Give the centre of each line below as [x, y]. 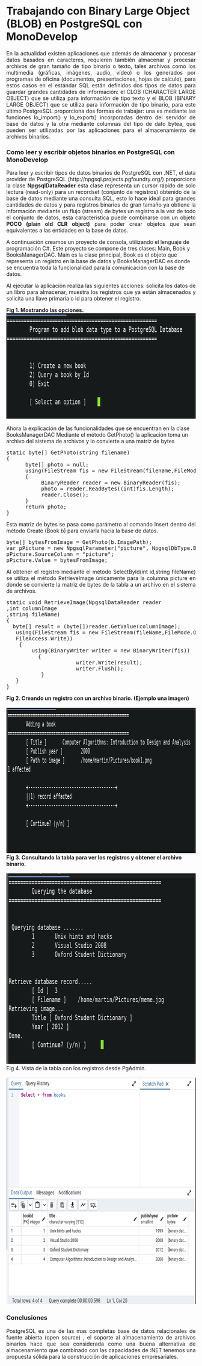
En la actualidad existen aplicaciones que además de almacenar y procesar [101, 53]
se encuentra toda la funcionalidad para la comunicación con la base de [96, 268]
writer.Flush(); [100, 669]
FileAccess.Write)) [44, 639]
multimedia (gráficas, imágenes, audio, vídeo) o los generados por [101, 72]
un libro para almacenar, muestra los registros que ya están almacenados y [101, 292]
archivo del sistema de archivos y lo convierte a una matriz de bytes [90, 441]
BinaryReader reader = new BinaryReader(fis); [111, 483]
